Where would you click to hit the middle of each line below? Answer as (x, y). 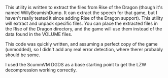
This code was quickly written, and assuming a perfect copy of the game (81, 44)
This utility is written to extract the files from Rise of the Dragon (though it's (84, 7)
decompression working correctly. (41, 70)
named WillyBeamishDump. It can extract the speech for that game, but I (81, 13)
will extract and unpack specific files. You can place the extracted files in (82, 23)
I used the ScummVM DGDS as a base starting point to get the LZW (76, 65)
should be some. (23, 55)
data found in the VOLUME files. (39, 34)
